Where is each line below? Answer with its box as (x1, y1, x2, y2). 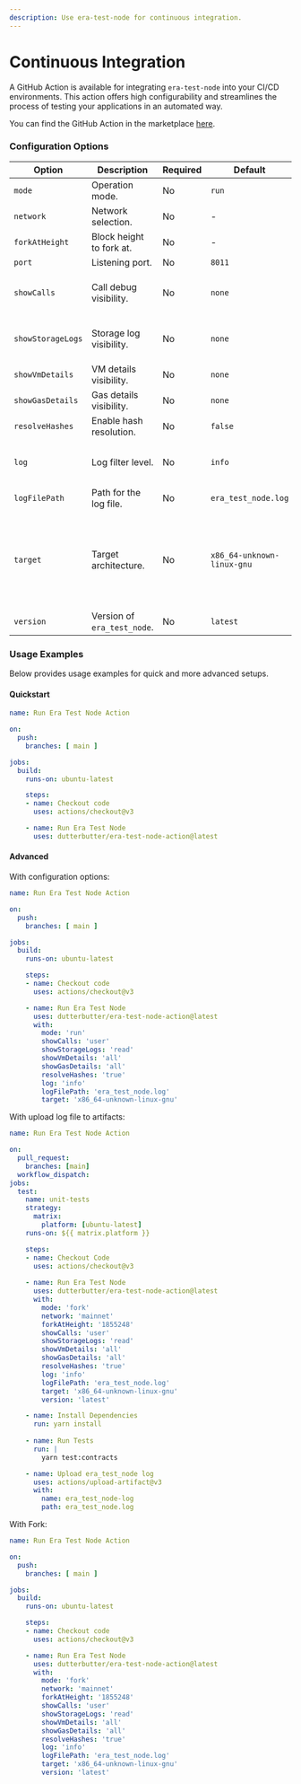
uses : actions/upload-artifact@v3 (32, 1478, 163, 1487)
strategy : (25, 1204, 63, 1213)
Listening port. (90, 256, 152, 268)
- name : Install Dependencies (25, 1411, 139, 1420)
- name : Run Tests (25, 1437, 94, 1446)
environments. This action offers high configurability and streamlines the (9, 91, 278, 101)
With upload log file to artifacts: (9, 1112, 125, 1122)
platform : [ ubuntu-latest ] (41, 1220, 142, 1230)
